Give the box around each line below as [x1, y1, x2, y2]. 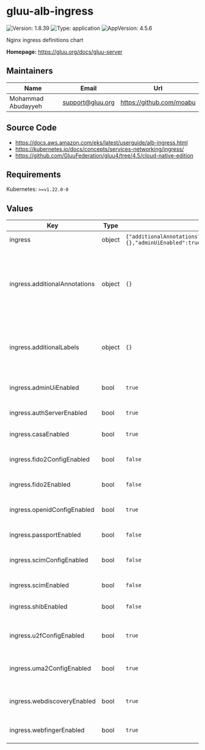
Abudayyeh [9, 102, 43, 110]
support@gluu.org [62, 98, 115, 106]
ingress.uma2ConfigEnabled [9, 664, 92, 672]
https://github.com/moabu [120, 98, 196, 106]
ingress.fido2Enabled [9, 480, 71, 489]
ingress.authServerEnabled [9, 409, 87, 417]
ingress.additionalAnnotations [9, 279, 95, 288]
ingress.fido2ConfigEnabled [9, 455, 90, 464]
